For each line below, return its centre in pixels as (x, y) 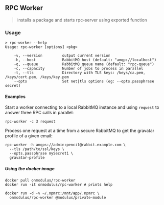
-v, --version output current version (62, 56)
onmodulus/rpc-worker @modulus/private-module (58, 198)
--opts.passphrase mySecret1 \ (41, 154)
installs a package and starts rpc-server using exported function (82, 20)
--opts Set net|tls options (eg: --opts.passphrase (84, 81)
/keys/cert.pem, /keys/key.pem (37, 77)
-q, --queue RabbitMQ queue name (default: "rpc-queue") (84, 64)
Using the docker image (30, 168)
